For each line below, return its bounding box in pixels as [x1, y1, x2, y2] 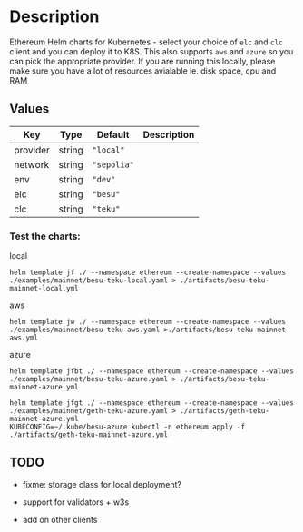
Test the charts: [9, 230, 82, 242]
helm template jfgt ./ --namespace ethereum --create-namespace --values [9, 399, 295, 408]
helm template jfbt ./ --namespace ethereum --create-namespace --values [9, 367, 295, 376]
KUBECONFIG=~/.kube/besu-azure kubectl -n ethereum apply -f [9, 422, 246, 432]
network [14, 158, 50, 171]
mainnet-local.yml [9, 284, 79, 293]
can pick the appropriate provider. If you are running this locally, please [9, 55, 276, 66]
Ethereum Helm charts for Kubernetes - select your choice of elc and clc [9, 36, 283, 47]
